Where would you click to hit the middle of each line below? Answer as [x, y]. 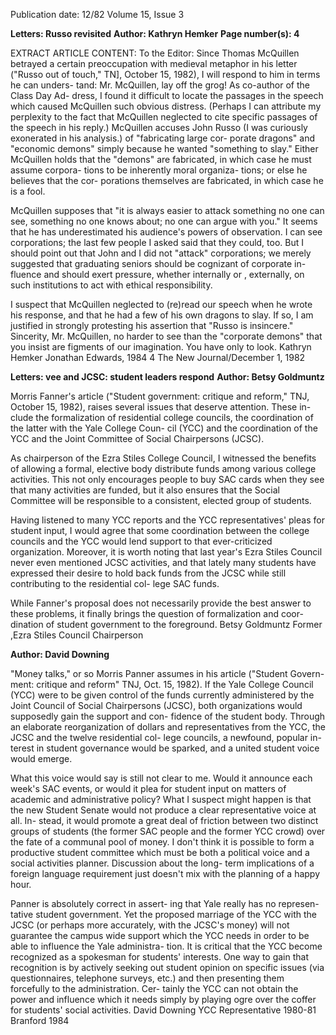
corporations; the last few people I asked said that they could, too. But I [157, 242]
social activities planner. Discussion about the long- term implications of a [162, 863]
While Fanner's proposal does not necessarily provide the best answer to [161, 603]
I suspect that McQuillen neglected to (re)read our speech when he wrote [161, 304]
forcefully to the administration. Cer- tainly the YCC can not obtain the [154, 988]
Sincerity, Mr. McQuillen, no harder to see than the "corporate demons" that [166, 336]
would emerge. [41, 758]
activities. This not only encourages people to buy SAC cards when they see [167, 479]
